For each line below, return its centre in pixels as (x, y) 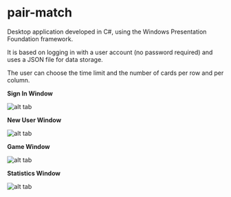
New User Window (34, 120)
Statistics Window (34, 173)
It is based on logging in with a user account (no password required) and (110, 52)
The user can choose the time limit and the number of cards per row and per (115, 73)
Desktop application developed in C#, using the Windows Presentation (107, 32)
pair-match (40, 13)
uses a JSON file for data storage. (55, 59)
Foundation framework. (40, 38)
